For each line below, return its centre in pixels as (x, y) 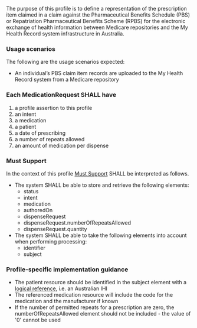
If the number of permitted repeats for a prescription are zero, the (94, 307)
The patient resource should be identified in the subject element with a (101, 282)
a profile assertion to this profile (53, 108)
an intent (25, 114)
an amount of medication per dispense (62, 145)
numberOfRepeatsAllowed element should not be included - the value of (103, 314)
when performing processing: (51, 241)
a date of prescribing (40, 133)
